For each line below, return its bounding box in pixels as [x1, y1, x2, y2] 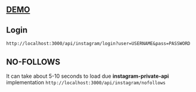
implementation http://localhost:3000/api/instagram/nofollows [6, 79, 166, 86]
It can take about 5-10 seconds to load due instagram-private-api [6, 72, 169, 80]
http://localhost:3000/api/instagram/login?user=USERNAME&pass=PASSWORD [6, 41, 191, 47]
